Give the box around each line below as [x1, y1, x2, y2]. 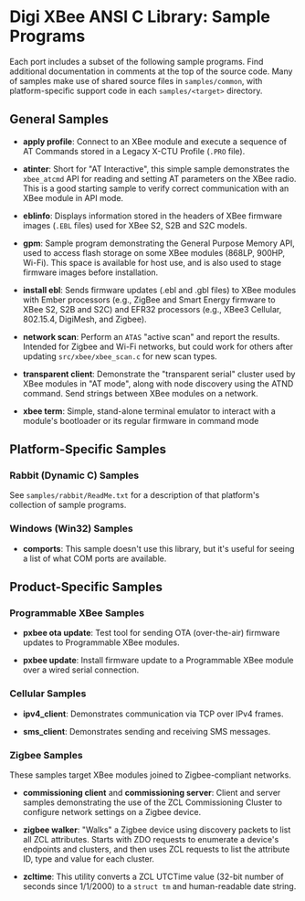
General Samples [9, 111, 110, 127]
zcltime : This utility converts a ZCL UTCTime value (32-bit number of [22, 871, 285, 883]
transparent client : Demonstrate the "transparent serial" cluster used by [22, 368, 296, 379]
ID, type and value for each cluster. [22, 853, 155, 864]
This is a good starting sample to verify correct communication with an [22, 183, 289, 194]
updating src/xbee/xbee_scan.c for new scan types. [22, 350, 217, 362]
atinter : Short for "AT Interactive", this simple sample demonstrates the [22, 163, 290, 175]
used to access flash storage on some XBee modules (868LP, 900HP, [22, 247, 286, 258]
